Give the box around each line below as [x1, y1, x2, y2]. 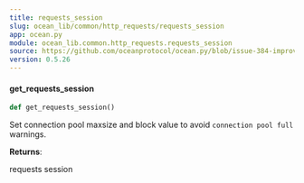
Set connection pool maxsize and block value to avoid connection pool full [9, 119, 294, 131]
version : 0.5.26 [9, 55, 71, 64]
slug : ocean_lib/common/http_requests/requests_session [9, 22, 224, 31]
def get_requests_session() [9, 103, 116, 113]
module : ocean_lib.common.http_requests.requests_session [9, 38, 233, 48]
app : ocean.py [9, 30, 63, 39]
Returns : [9, 146, 43, 158]
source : [9, 47, 39, 56]
